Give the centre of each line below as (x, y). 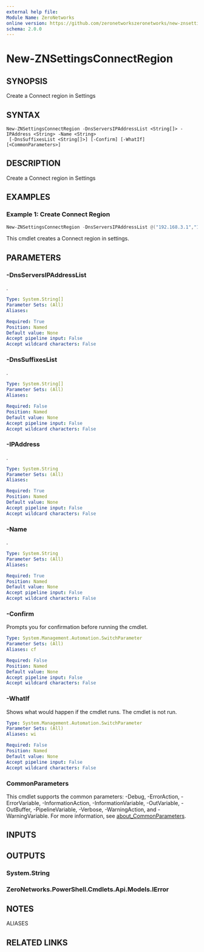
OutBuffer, (19, 809)
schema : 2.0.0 (24, 29)
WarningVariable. (28, 816)
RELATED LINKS (37, 943)
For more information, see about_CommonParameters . (118, 816)
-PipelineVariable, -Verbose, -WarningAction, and (95, 809)
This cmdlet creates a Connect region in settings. (68, 239)
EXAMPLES (28, 197)
